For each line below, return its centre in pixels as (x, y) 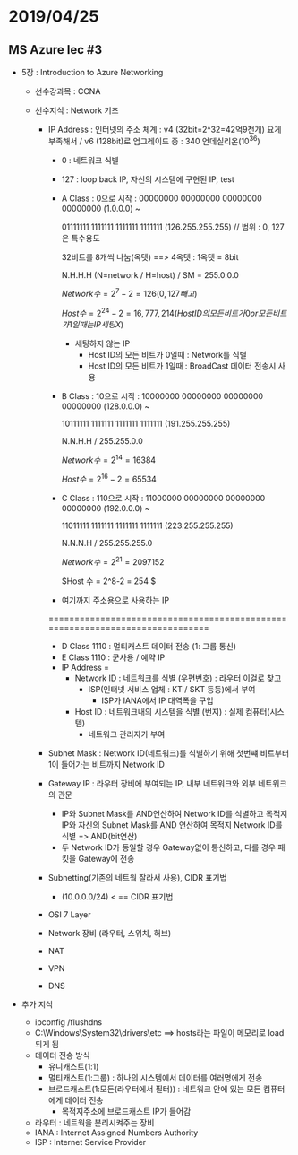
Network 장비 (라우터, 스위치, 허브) (110, 933)
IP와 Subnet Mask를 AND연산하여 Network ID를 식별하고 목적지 (175, 813)
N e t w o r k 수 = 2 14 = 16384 (109, 459)
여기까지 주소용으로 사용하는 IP (115, 600)
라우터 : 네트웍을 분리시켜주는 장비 (94, 1122)
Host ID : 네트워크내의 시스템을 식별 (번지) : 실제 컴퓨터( (172, 711)
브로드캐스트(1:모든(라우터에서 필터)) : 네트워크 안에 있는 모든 (154, 1089)
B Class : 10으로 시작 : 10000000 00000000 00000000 (162, 395)
